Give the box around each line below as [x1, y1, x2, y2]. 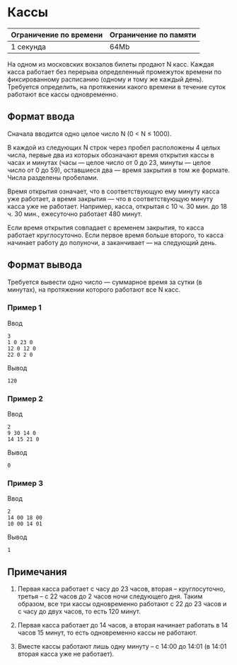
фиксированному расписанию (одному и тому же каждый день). [7, 75, 204, 84]
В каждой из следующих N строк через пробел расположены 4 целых [7, 143, 221, 152]
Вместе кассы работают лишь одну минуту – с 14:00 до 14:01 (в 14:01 [17, 642, 227, 651]
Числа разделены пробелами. [7, 173, 99, 181]
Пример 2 [7, 394, 44, 404]
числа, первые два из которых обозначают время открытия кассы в [7, 150, 214, 159]
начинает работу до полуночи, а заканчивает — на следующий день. [7, 238, 217, 246]
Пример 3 [7, 479, 44, 489]
